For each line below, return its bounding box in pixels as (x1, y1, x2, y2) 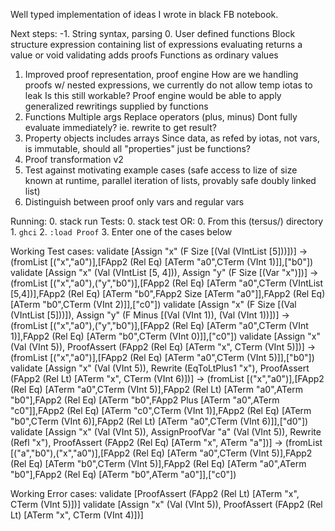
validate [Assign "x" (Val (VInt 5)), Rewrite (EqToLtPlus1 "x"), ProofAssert (10, 362, 310, 374)
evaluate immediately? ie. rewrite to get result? (24, 122, 217, 133)
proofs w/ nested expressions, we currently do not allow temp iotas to (24, 79, 313, 91)
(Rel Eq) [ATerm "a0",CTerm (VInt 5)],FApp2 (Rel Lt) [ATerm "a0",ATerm (10, 384, 303, 395)
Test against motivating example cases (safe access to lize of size (24, 164, 298, 176)
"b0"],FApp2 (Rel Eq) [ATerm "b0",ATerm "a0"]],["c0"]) (10, 469, 237, 480)
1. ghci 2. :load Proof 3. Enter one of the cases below (10, 226, 233, 238)
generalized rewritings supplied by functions (24, 100, 209, 112)
